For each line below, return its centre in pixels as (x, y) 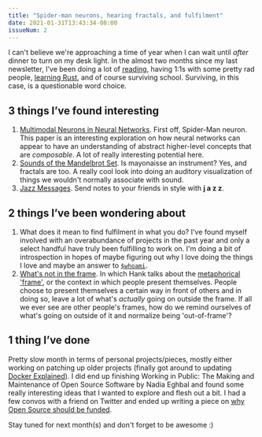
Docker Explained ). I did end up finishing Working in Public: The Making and (131, 376)
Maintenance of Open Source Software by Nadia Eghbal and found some (126, 384)
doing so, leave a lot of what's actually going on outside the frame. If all (136, 299)
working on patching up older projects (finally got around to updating (120, 368)
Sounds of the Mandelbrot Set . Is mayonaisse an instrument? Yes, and (133, 163)
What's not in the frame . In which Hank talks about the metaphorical (130, 274)
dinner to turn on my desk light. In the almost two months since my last (123, 61)
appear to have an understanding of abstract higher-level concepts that (135, 146)
